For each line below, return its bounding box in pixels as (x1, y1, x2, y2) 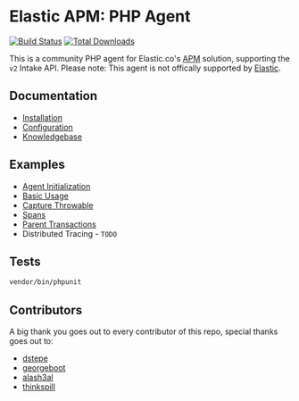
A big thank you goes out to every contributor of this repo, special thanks (9, 326, 278, 337)
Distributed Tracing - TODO (21, 228, 118, 238)
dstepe (21, 353, 49, 363)
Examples (9, 157, 65, 172)
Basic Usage (21, 190, 69, 201)
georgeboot (21, 363, 66, 373)
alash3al (21, 372, 54, 383)
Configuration (21, 121, 73, 132)
